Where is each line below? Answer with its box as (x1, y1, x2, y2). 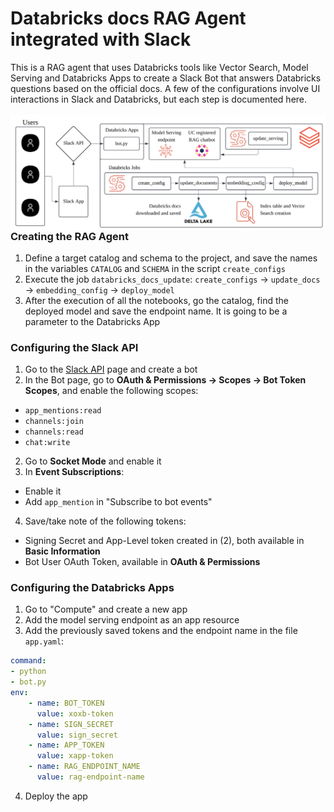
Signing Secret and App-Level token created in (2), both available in (24, 535, 305, 547)
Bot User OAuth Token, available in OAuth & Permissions (24, 556, 261, 568)
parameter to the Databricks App (24, 315, 161, 327)
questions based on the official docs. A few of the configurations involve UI (10, 82, 321, 94)
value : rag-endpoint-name (36, 772, 145, 782)
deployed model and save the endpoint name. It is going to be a (24, 305, 288, 317)
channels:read (24, 427, 84, 437)
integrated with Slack (10, 28, 192, 51)
